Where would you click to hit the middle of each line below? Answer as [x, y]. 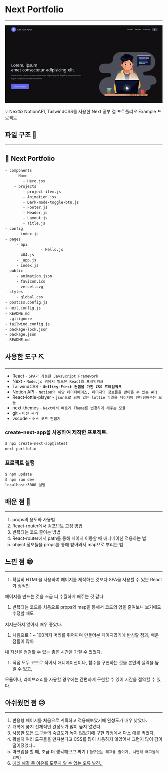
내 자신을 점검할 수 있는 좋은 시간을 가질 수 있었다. [54, 652]
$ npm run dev [20, 480]
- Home [21, 176]
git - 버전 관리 [25, 413]
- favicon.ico [31, 281]
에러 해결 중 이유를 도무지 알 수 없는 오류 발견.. [58, 763]
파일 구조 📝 [21, 135]
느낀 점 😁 [19, 562]
